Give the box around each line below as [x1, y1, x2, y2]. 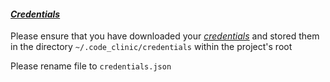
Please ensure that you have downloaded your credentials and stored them [10, 30, 320, 42]
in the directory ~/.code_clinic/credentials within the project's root [10, 41, 293, 53]
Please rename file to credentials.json [10, 60, 172, 72]
